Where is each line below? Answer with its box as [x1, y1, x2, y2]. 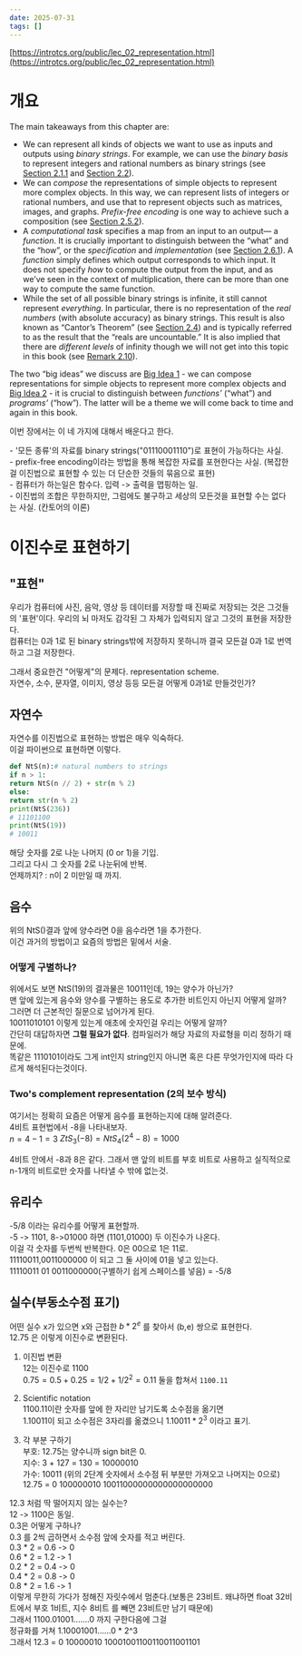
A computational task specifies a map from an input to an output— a [22, 226, 278, 237]
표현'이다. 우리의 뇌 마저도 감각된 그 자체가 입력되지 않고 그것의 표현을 [21, 613, 268, 624]
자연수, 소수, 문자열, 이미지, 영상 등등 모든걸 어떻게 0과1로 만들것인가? [9, 678, 256, 689]
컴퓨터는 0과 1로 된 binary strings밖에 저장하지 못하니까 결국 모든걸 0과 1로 [9, 636, 275, 647]
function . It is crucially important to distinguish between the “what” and [22, 235, 288, 246]
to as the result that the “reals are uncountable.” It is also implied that [22, 332, 281, 343]
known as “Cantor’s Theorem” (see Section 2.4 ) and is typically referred [22, 322, 292, 333]
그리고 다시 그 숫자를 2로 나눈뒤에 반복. [9, 858, 148, 869]
